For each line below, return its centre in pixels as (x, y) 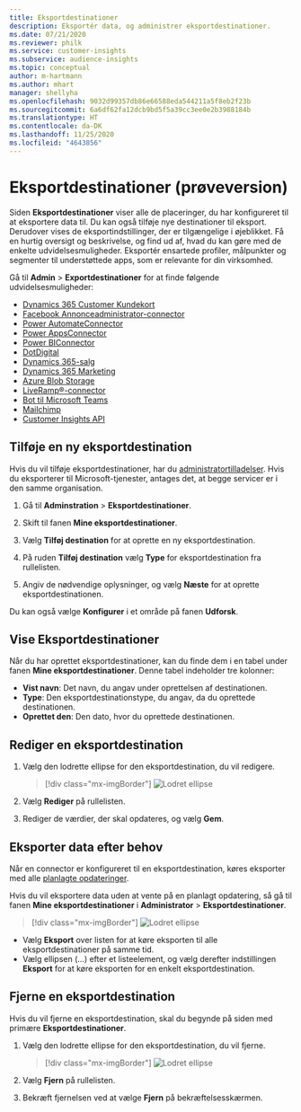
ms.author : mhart (42, 84)
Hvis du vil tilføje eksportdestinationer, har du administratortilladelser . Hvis (147, 469)
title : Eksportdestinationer (64, 18)
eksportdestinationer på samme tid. (88, 949)
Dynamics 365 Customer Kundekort (89, 304)
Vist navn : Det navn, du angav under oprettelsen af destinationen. (145, 688)
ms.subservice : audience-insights (74, 59)
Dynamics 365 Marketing (69, 371)
